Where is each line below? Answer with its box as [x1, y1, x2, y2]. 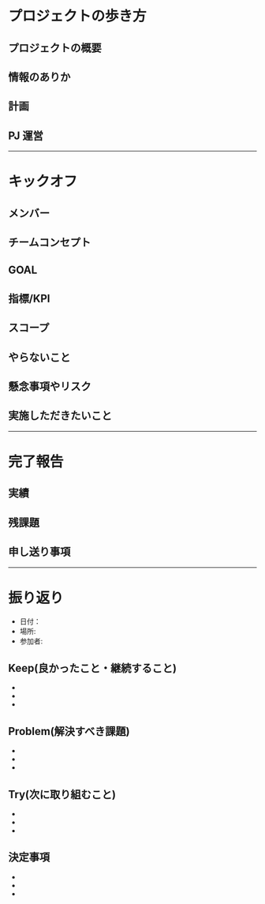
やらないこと [8, 351, 71, 364]
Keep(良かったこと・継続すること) [8, 662, 177, 675]
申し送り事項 [8, 546, 71, 559]
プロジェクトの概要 [8, 41, 102, 54]
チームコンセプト [8, 236, 91, 249]
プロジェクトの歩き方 [8, 7, 147, 25]
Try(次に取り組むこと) [8, 787, 117, 801]
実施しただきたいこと [8, 409, 112, 422]
